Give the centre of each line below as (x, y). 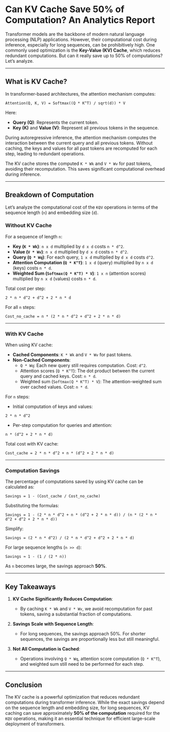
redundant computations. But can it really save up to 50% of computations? (84, 55)
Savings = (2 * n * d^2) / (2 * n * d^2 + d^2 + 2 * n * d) (70, 538)
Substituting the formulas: (32, 506)
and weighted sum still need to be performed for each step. (82, 664)
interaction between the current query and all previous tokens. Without (79, 143)
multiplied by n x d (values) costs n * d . (55, 278)
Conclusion (24, 685)
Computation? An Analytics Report (80, 20)
